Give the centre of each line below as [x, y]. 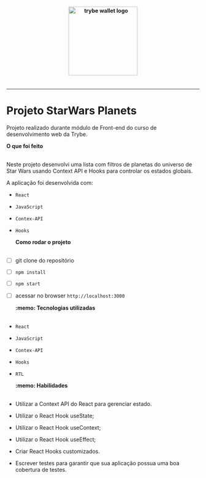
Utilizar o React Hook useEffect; [55, 439]
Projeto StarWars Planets [71, 111]
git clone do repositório [45, 261]
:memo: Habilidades [41, 385]
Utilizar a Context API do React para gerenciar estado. [83, 404]
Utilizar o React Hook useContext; [58, 427]
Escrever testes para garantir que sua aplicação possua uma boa [97, 463]
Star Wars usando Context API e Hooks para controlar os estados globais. [100, 171]
